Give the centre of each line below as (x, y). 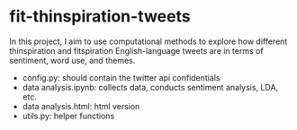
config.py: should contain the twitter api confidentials (121, 77)
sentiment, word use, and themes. (72, 60)
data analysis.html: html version (81, 106)
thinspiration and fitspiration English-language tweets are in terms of (136, 50)
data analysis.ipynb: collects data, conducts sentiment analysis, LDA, (150, 87)
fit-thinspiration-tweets (100, 17)
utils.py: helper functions (68, 116)
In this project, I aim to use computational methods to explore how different (148, 41)
